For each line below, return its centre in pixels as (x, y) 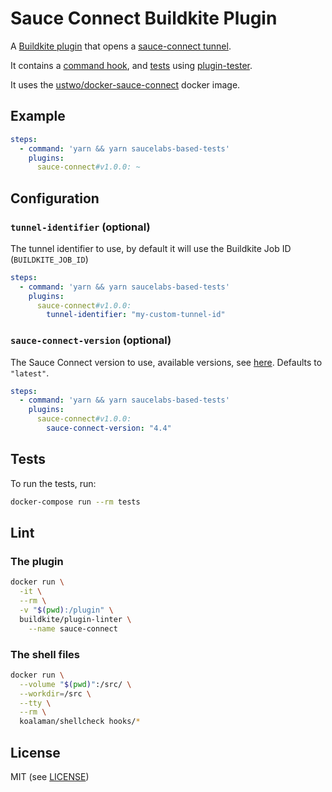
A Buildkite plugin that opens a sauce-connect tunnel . (121, 46)
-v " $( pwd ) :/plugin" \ (66, 610)
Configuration (55, 198)
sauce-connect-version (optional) (91, 340)
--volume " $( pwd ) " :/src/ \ (75, 684)
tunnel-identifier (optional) (80, 227)
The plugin (37, 561)
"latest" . (30, 373)
